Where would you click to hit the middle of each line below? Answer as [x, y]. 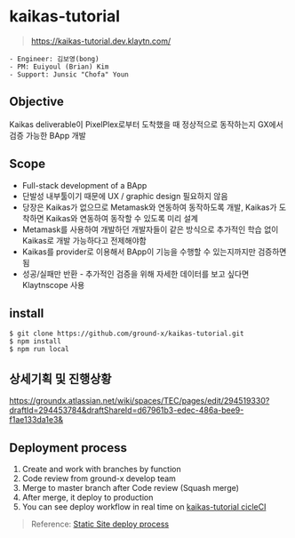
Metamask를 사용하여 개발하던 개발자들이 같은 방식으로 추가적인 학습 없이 [150, 229]
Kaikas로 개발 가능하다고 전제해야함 [84, 240]
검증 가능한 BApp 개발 [48, 135]
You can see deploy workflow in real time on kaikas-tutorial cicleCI [144, 507]
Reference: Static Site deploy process [100, 524]
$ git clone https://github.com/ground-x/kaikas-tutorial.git [127, 334]
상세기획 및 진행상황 [60, 378]
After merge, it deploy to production [88, 497]
